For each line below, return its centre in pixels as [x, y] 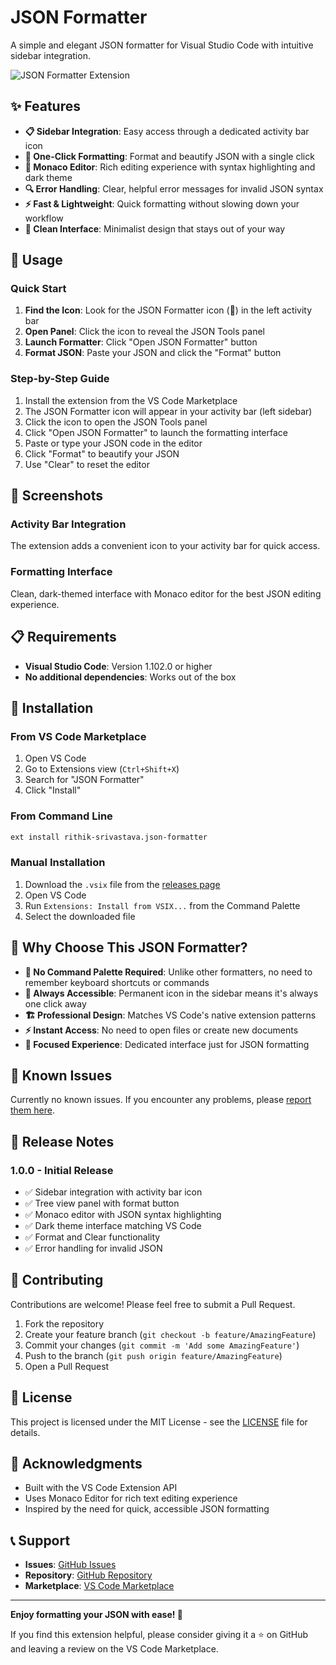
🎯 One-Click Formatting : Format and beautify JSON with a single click [169, 156]
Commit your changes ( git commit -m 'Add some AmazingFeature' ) [162, 1345]
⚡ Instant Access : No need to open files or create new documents [161, 1030]
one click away [55, 1003]
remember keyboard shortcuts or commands [117, 982]
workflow [44, 218]
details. [25, 1432]
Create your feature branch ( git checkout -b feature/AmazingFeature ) [170, 1334]
